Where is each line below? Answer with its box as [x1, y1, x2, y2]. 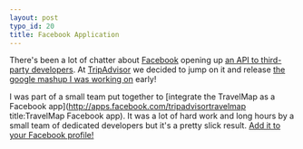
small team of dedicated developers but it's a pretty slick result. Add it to [9, 120, 281, 131]
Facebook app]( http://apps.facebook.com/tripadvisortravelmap [9, 101, 247, 112]
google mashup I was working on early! [9, 74, 157, 85]
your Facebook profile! [9, 130, 94, 141]
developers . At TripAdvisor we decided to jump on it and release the [31, 64, 286, 75]
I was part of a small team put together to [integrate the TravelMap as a [9, 91, 276, 102]
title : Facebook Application [9, 30, 120, 39]
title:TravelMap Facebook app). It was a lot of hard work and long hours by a [9, 110, 295, 122]
